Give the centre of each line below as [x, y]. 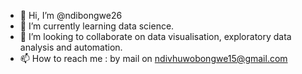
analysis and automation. [71, 47]
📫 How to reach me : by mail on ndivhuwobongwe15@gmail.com [153, 58]
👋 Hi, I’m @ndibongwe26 [71, 15]
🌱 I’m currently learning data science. [97, 26]
